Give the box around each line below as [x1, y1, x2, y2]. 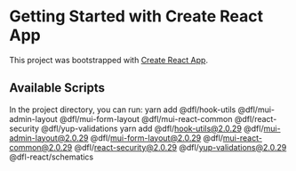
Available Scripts [9, 80, 105, 95]
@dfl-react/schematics [9, 151, 94, 162]
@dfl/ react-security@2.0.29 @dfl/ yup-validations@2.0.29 [74, 142, 287, 152]
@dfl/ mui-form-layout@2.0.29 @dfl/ [90, 132, 224, 143]
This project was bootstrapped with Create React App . [9, 54, 209, 65]
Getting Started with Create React [9, 6, 264, 27]
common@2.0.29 [9, 142, 73, 152]
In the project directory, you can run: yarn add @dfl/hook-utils [9, 104, 236, 115]
